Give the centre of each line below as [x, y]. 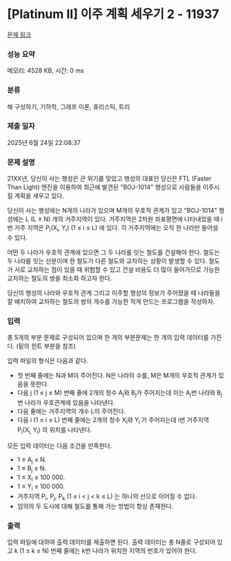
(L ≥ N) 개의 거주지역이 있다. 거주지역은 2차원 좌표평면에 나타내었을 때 [125, 219]
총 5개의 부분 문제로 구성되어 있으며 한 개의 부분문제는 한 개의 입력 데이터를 [108, 337]
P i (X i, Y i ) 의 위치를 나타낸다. [54, 430]
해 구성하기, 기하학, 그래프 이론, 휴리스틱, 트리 [69, 106]
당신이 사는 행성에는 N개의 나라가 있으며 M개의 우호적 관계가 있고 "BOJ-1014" [112, 211]
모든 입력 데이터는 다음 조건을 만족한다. [60, 446]
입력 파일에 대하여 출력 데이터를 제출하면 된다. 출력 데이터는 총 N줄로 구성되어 [111, 542]
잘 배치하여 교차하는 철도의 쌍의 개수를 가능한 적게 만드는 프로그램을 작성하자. [111, 301]
